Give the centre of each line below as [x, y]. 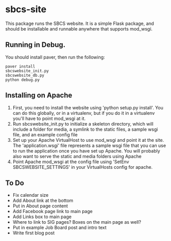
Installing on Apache [39, 95]
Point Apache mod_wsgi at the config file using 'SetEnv [71, 162]
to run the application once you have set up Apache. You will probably [86, 150]
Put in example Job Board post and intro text [59, 228]
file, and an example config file [45, 134]
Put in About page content [40, 206]
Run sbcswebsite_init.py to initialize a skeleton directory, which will [83, 124]
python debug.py [22, 80]
